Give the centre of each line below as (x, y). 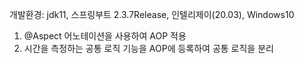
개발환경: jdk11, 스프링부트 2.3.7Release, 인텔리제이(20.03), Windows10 (152, 14)
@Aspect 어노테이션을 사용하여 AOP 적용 (105, 36)
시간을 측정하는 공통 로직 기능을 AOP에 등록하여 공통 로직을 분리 (148, 48)
